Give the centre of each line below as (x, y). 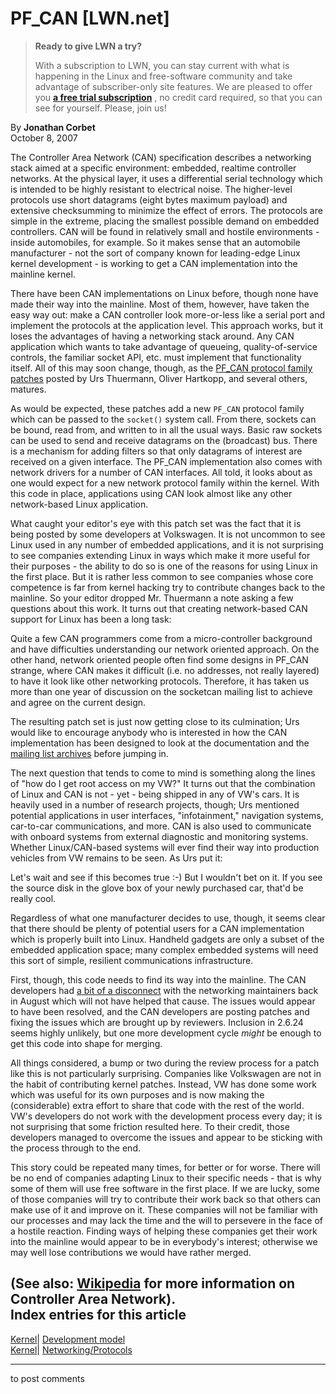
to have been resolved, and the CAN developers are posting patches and (160, 1011)
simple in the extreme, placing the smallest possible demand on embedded (165, 221)
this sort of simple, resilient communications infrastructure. (132, 960)
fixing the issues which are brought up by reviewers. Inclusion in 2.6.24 (157, 1022)
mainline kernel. (43, 274)
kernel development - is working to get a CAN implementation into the (154, 263)
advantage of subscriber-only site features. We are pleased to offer (173, 86)
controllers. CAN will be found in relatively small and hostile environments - (165, 231)
